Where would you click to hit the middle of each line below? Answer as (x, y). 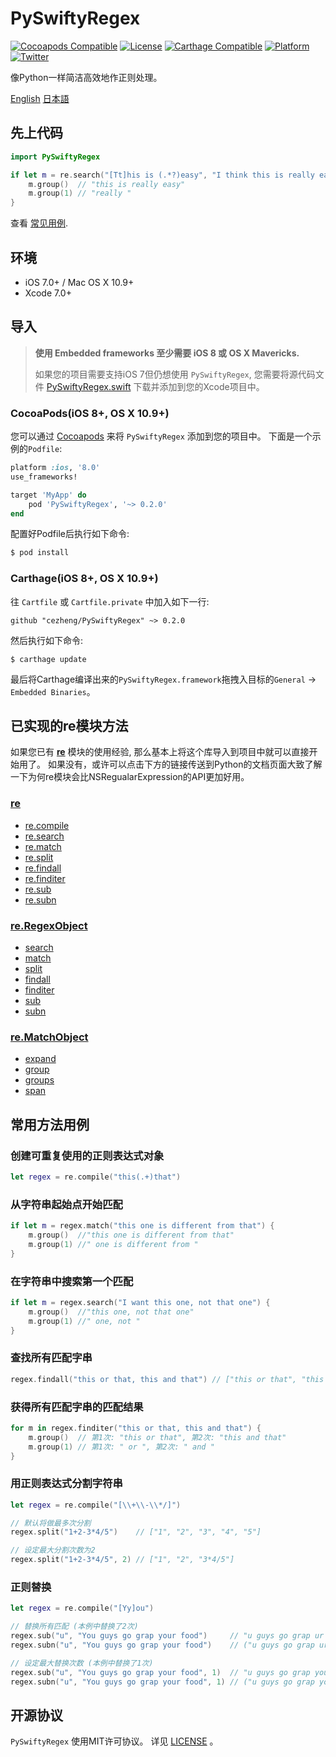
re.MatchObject (49, 1037)
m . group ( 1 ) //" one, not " (84, 1321)
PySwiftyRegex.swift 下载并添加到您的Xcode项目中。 (155, 386)
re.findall (43, 868)
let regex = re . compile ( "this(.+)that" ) (96, 1177)
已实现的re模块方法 (69, 725)
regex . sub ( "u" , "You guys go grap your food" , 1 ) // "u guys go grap (160, 1672)
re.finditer (45, 878)
